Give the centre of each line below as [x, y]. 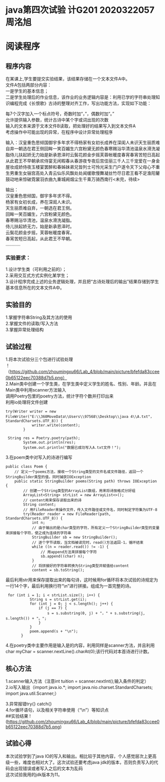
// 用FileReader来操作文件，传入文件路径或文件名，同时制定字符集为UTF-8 [90, 510]
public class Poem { [27, 467]
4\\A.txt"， [142, 417]
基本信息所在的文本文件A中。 [35, 288]
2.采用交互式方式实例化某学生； [38, 275]
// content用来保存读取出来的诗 [52, 500]
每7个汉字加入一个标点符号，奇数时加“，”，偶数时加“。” [60, 114]
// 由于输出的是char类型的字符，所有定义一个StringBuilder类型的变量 [95, 528]
